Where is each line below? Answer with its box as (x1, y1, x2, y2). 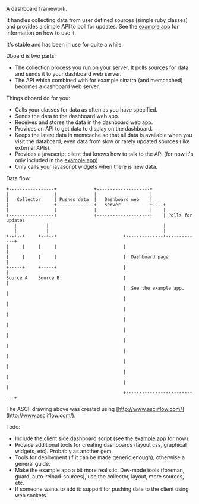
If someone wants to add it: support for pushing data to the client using (14, 486, 189, 493)
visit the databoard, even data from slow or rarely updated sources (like (14, 138, 190, 145)
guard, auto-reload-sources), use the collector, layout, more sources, (14, 473, 184, 480)
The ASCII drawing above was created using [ (6, 406, 119, 412)
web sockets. (14, 492, 48, 499)
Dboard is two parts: (6, 52, 56, 59)
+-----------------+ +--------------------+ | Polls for (6, 212, 193, 218)
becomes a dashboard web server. (14, 83, 100, 90)
